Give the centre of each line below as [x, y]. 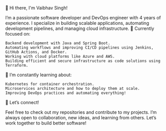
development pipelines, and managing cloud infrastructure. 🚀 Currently [80, 28]
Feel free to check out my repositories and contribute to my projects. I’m [81, 112]
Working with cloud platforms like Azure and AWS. [60, 56]
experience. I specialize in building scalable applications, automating [77, 23]
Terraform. [17, 65]
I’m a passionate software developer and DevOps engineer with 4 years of [83, 18]
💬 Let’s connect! [22, 102]
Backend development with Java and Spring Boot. [58, 43]
